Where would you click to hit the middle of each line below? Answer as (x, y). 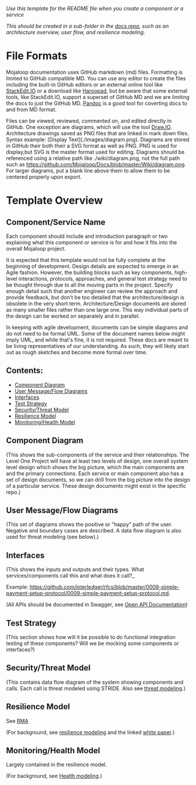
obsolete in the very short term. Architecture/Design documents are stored (96, 303)
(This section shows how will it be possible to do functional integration (91, 637)
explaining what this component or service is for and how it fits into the (92, 242)
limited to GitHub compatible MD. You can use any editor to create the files (96, 78)
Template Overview (55, 201)
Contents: (25, 371)
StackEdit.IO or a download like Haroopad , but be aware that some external (97, 91)
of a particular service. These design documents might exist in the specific (96, 486)
